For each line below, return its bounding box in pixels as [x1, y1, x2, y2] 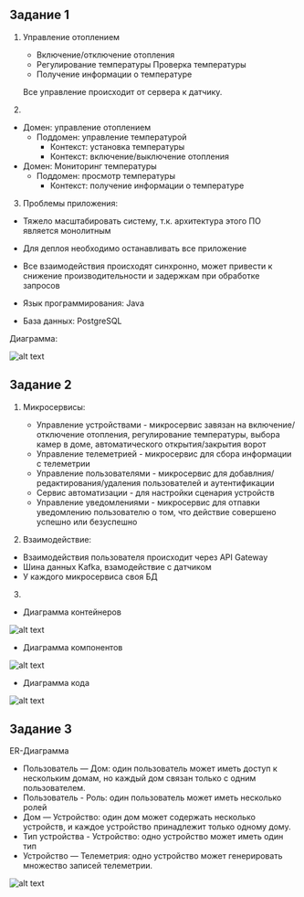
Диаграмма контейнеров [22, 607, 121, 617]
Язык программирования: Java [22, 297, 144, 309]
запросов [22, 280, 61, 290]
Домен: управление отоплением [22, 121, 152, 132]
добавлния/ [229, 468, 275, 479]
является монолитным [22, 225, 111, 236]
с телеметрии [36, 458, 91, 469]
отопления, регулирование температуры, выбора [86, 428, 280, 439]
